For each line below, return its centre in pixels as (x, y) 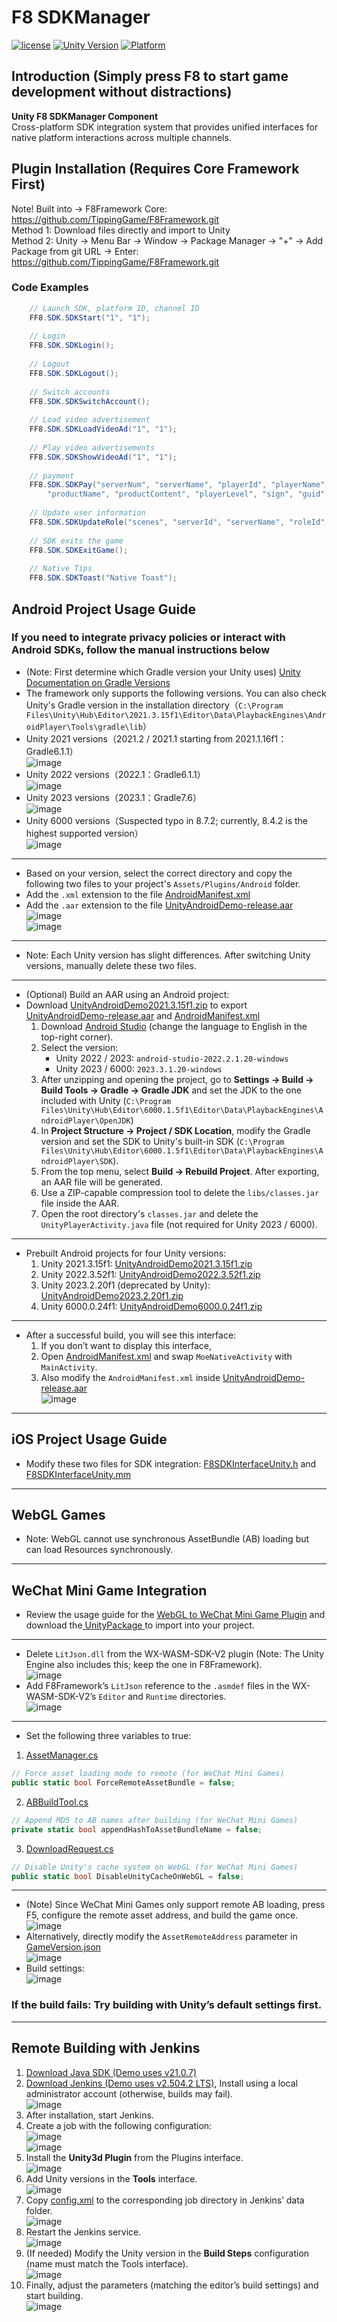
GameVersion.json (63, 1947)
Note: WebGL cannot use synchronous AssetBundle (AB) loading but (167, 1539)
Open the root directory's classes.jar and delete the (149, 1213)
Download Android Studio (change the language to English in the (174, 1026)
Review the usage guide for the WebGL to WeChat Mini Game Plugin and (175, 1615)
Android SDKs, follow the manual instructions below (141, 650)
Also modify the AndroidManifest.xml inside (130, 1377)
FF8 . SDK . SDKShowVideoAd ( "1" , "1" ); (103, 457)
